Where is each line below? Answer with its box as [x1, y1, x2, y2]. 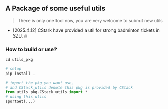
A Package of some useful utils [5, 4, 106, 13]
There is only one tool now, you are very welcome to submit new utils [17, 17, 163, 23]
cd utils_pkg [5, 57, 33, 62]
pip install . [5, 71, 36, 76]
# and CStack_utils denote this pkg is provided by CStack [5, 85, 133, 90]
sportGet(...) [5, 99, 36, 104]
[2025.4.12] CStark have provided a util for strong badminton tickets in [12, 27, 160, 33]
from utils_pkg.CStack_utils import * [5, 90, 88, 95]
